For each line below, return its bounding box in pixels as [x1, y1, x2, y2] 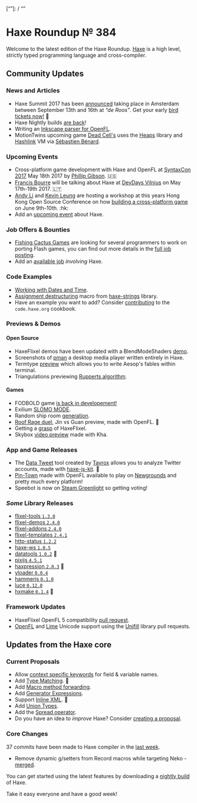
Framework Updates [6, 603, 66, 611]
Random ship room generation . [14, 412, 90, 419]
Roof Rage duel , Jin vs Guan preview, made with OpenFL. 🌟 [14, 418, 159, 425]
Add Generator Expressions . [14, 690, 84, 697]
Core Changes [6, 730, 48, 738]
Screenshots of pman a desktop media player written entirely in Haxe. [14, 354, 185, 361]
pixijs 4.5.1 [14, 557, 42, 564]
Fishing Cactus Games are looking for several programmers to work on [14, 239, 187, 246]
